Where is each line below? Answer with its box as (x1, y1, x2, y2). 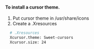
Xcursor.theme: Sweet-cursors (10, 35, 73, 40)
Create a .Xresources (12, 21, 57, 27)
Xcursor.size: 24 (10, 39, 46, 45)
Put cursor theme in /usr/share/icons (12, 15, 89, 21)
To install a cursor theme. (5, 4, 60, 10)
